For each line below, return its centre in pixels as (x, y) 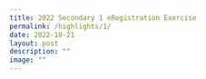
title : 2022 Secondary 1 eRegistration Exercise (103, 18)
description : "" (40, 52)
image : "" (28, 60)
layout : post (34, 43)
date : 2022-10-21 (42, 35)
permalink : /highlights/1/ (60, 26)
